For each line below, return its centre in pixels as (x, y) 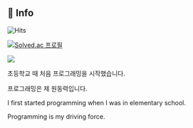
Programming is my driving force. (56, 116)
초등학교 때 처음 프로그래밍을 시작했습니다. (67, 73)
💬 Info (21, 13)
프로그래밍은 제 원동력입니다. (47, 88)
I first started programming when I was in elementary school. (97, 102)
